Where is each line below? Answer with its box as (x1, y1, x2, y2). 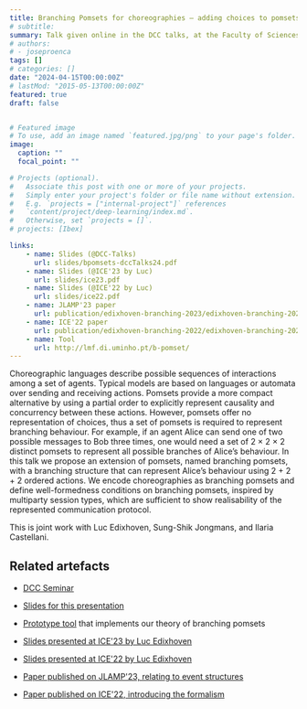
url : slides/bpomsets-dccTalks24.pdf (33, 258, 178, 267)
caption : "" (17, 148, 64, 158)
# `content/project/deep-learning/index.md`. (9, 208, 195, 217)
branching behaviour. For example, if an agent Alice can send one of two (9, 426, 283, 437)
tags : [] (9, 56, 43, 65)
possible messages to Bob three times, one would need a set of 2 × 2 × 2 (9, 436, 286, 447)
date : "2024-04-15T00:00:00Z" (9, 73, 125, 82)
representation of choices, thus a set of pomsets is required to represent (9, 417, 283, 428)
